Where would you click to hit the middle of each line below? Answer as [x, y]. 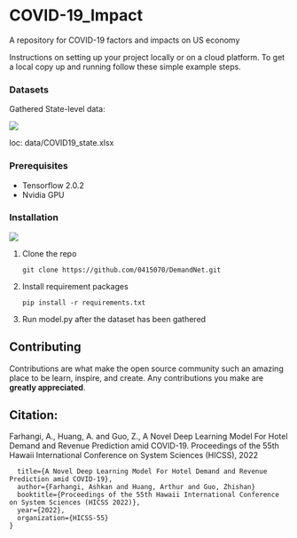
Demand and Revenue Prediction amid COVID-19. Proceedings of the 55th [144, 446]
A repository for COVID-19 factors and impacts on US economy [125, 40]
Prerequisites [39, 166]
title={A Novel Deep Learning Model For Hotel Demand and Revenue [142, 471]
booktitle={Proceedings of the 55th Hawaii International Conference [148, 495]
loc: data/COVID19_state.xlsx [62, 143]
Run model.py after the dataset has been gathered [114, 319]
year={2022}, [41, 510]
